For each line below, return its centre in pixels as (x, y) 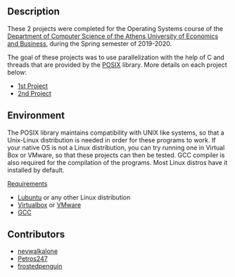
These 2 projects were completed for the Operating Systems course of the (115, 28)
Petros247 (32, 259)
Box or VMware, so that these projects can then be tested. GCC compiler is (116, 155)
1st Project (32, 86)
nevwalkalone (38, 251)
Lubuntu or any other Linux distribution (74, 197)
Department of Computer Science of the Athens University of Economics (113, 36)
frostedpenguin (40, 266)
